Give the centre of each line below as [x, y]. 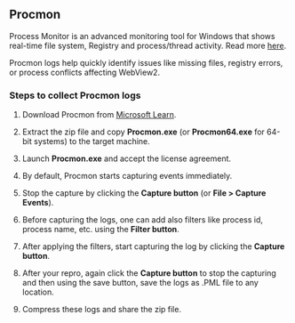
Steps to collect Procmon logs [75, 95]
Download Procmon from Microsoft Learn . [99, 115]
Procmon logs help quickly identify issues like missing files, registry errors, [146, 62]
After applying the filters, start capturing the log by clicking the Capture [153, 246]
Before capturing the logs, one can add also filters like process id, [143, 220]
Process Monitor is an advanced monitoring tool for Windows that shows [142, 36]
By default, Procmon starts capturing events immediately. [127, 176]
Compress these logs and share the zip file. [102, 310]
